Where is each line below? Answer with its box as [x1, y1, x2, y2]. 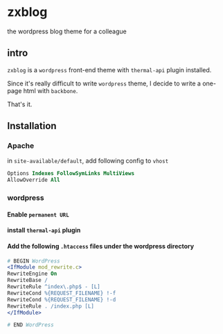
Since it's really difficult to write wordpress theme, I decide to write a [7, 79, 201, 87]
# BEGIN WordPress [7, 258, 60, 265]
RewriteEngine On [7, 270, 57, 278]
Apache [7, 141, 35, 151]
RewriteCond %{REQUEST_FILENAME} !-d [7, 296, 116, 303]
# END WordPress [7, 322, 54, 328]
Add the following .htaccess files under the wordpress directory [7, 242, 195, 250]
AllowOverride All [7, 176, 60, 184]
